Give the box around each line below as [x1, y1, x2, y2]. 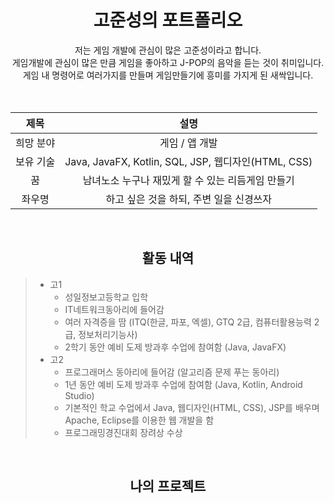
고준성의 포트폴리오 [93, 9, 243, 32]
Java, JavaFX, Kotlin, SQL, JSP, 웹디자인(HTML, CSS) [64, 154, 313, 168]
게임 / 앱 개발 [159, 136, 218, 150]
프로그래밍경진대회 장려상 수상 [64, 426, 183, 438]
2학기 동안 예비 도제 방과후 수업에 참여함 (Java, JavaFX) [64, 341, 287, 353]
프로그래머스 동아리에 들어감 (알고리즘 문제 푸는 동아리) [64, 366, 280, 378]
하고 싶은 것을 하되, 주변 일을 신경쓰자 [105, 192, 273, 206]
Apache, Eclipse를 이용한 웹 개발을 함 [64, 414, 215, 426]
